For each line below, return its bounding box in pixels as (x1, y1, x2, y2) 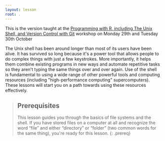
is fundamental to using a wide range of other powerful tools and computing (5, 71, 160, 77)
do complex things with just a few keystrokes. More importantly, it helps (5, 56, 151, 62)
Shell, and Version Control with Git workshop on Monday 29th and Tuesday (5, 31, 158, 36)
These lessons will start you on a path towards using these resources (5, 82, 146, 88)
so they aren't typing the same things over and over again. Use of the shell (5, 66, 157, 72)
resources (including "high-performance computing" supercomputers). (5, 77, 150, 83)
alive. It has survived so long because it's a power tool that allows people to (5, 50, 159, 57)
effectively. (5, 87, 28, 93)
